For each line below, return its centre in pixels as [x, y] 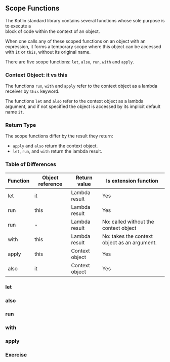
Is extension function [132, 180]
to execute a [18, 26]
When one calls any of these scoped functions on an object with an [75, 41]
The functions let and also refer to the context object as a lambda [74, 101]
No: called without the [128, 222]
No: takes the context [127, 236]
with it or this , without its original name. [48, 52]
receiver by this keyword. [32, 91]
